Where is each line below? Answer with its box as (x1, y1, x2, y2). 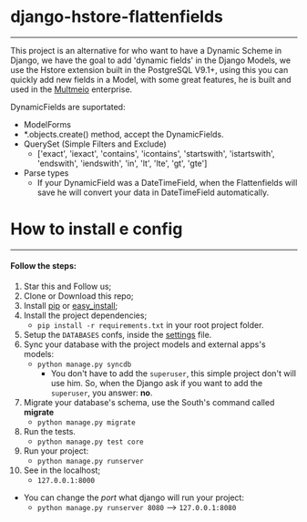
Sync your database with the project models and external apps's (23, 339, 267, 350)
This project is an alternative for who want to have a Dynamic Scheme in (10, 45, 282, 56)
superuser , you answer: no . (50, 387, 153, 398)
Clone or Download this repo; (23, 291, 135, 302)
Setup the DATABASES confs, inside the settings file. (23, 330, 212, 341)
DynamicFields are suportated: (10, 101, 126, 112)
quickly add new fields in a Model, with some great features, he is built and (10, 74, 292, 85)
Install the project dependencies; (23, 310, 148, 321)
